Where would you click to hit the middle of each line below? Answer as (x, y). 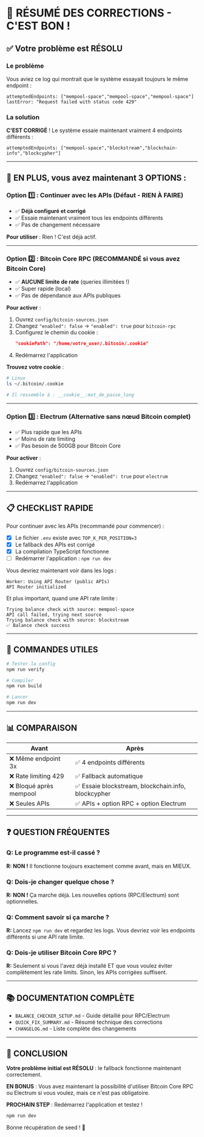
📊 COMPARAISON (42, 728)
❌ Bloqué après (31, 786)
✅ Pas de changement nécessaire (57, 225)
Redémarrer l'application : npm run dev (63, 558)
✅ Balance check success (38, 626)
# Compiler (20, 680)
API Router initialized (36, 587)
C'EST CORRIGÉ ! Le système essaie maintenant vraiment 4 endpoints (94, 130)
